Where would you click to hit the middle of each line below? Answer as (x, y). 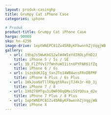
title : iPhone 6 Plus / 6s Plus (47, 78)
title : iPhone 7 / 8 (35, 87)
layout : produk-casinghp (30, 10)
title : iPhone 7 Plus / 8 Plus (46, 96)
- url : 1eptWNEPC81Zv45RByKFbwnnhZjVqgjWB (53, 100)
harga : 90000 (18, 37)
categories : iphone (25, 19)
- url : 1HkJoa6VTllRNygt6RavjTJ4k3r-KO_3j (53, 82)
